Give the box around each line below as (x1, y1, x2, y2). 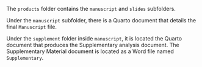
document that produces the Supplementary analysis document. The (6, 42, 179, 48)
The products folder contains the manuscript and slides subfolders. (6, 5, 176, 12)
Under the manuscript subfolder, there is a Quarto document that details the (6, 17, 197, 24)
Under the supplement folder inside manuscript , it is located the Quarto (6, 35, 182, 42)
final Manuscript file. (6, 24, 57, 30)
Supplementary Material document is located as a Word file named (6, 48, 174, 55)
